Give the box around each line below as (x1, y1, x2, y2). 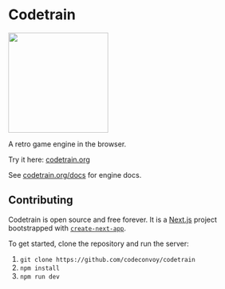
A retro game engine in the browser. (8, 138, 127, 149)
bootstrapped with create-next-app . (8, 223, 126, 233)
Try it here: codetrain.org (8, 155, 90, 164)
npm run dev (19, 272, 60, 281)
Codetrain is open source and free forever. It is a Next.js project (8, 215, 218, 224)
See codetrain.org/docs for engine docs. (8, 170, 142, 179)
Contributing (8, 194, 73, 207)
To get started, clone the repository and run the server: (8, 239, 189, 248)
